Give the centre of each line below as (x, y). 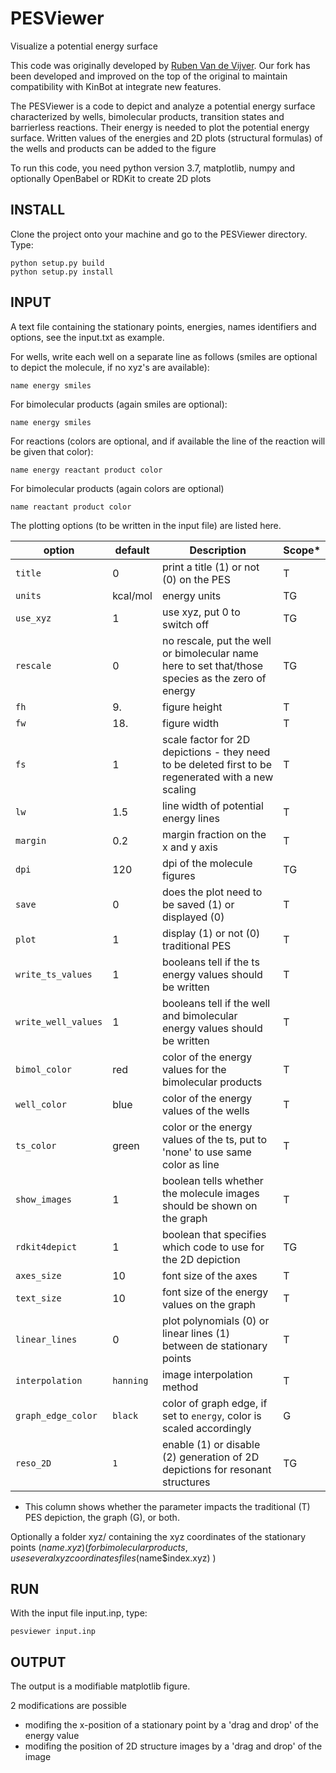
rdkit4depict (46, 1246)
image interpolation (207, 1374)
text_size (38, 1298)
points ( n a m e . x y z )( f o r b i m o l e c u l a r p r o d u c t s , (99, 1547)
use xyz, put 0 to (201, 612)
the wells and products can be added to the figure (113, 148)
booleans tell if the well (216, 1003)
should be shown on (209, 1205)
